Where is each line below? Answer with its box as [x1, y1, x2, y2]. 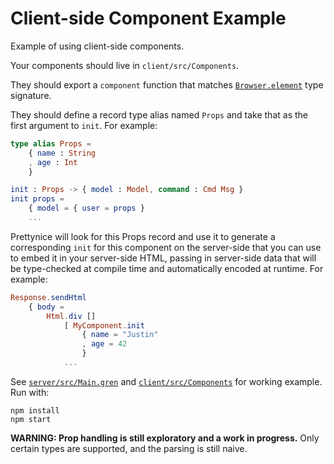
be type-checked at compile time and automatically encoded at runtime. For [10, 262, 324, 274]
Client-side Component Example [10, 7, 287, 30]
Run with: [10, 386, 50, 398]
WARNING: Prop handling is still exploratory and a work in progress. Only [10, 432, 320, 444]
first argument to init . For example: [10, 119, 158, 131]
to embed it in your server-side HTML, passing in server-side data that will [10, 252, 317, 264]
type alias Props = [10, 138, 92, 149]
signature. [10, 89, 52, 101]
